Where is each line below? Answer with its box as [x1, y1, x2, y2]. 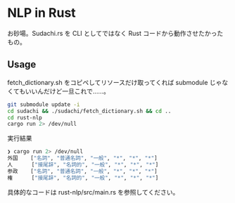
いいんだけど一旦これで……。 [25, 86, 110, 96]
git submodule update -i [7, 100, 80, 108]
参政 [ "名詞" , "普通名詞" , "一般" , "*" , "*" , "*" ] [7, 167, 158, 175]
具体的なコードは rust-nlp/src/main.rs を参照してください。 [7, 188, 179, 196]
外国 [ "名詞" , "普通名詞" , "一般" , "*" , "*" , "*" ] [7, 155, 158, 162]
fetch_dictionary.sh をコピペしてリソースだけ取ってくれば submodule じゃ [7, 78, 222, 86]
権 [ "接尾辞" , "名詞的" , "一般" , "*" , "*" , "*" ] [7, 174, 159, 181]
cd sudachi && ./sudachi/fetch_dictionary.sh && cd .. [7, 107, 172, 114]
